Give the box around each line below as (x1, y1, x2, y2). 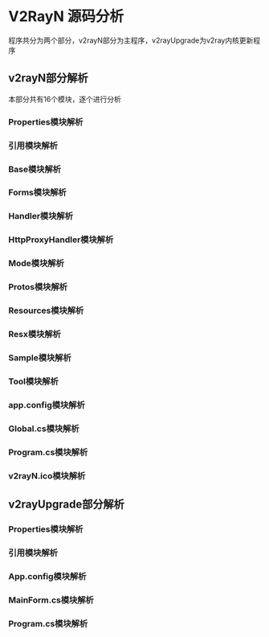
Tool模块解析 (8, 376, 59, 387)
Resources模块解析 (8, 305, 84, 316)
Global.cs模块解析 (8, 423, 79, 434)
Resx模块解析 (8, 328, 62, 339)
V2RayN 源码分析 (8, 7, 124, 26)
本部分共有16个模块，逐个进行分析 (8, 94, 122, 104)
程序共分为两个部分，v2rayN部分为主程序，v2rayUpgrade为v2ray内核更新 (8, 35, 254, 45)
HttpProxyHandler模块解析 (8, 234, 114, 245)
